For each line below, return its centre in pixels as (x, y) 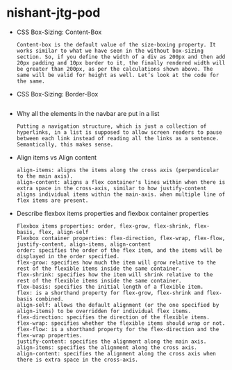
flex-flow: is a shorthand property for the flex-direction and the (118, 329)
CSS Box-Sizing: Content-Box (59, 32)
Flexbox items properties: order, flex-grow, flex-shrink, (104, 226)
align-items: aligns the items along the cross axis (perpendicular (118, 170)
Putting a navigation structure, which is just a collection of (111, 126)
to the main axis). (45, 176)
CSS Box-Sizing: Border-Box (57, 94)
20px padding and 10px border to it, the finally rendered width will (121, 63)
